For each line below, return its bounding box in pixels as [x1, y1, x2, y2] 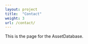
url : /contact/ [5, 20, 36, 25]
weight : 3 [5, 16, 25, 21]
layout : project [5, 7, 38, 12]
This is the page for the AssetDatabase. [5, 33, 84, 39]
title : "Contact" [5, 11, 42, 16]
